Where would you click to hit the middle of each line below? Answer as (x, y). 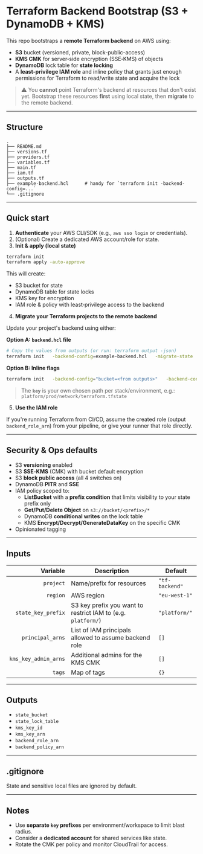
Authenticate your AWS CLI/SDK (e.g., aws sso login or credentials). (101, 233)
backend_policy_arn (40, 747)
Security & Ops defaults (52, 450)
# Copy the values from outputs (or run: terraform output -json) (92, 351)
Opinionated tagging (40, 529)
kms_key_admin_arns (37, 659)
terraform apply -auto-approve (46, 262)
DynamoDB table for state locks (55, 292)
